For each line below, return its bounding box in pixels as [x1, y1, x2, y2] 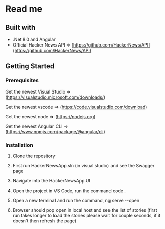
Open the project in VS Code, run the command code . [12, 188, 126, 194]
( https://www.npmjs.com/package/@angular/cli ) [5, 128, 106, 134]
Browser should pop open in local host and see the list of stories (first [12, 207, 157, 213]
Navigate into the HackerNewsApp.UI [12, 177, 91, 184]
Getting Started [5, 62, 55, 71]
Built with [5, 23, 36, 32]
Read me [5, 3, 43, 15]
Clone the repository [12, 153, 56, 159]
